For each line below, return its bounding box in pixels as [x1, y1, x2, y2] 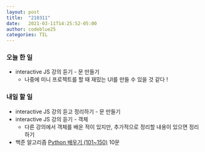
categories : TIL [6, 32, 48, 38]
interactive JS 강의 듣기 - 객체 [15, 115, 89, 123]
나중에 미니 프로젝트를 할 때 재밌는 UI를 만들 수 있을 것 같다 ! [24, 76, 168, 83]
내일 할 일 [6, 93, 32, 101]
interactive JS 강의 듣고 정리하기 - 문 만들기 [15, 108, 121, 115]
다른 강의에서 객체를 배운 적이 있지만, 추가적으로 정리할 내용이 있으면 [24, 123, 188, 131]
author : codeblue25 [6, 26, 56, 32]
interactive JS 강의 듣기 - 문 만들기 [15, 68, 100, 75]
